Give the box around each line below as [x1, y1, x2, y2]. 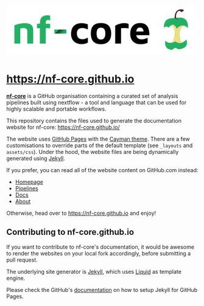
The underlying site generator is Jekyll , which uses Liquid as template [6, 268, 181, 275]
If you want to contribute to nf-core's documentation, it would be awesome [6, 243, 195, 251]
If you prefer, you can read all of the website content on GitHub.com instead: [6, 167, 199, 174]
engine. [6, 274, 26, 282]
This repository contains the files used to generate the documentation [6, 117, 181, 125]
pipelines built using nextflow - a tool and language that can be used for [6, 99, 187, 106]
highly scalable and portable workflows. [6, 105, 107, 113]
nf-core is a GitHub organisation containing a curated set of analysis [6, 92, 178, 100]
